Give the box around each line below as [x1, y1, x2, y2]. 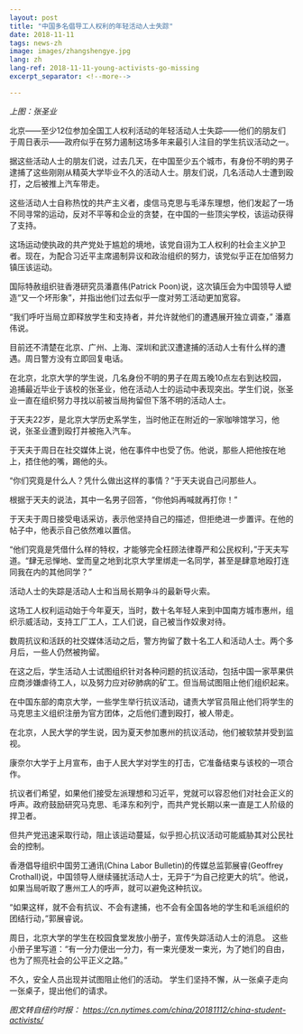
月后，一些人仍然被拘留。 [9, 647, 105, 657]
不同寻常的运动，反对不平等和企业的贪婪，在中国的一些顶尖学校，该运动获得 [9, 209, 294, 219]
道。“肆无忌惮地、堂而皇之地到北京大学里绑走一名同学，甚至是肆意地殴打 [9, 554, 282, 565]
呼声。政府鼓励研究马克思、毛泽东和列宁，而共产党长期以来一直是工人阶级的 [9, 798, 294, 809]
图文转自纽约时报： [9, 1004, 81, 1015]
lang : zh [9, 55, 42, 64]
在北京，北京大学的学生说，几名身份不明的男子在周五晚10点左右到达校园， [9, 372, 287, 383]
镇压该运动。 [9, 261, 57, 272]
